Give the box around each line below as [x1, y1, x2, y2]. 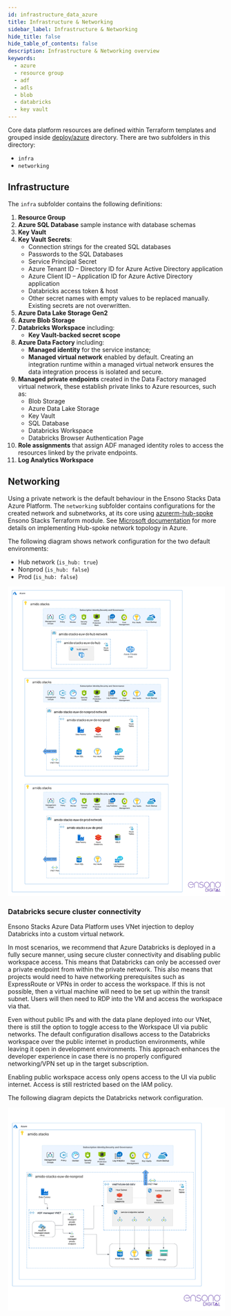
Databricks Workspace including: [17, 323, 115, 331]
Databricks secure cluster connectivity [8, 906, 141, 916]
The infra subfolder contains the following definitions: [8, 199, 163, 208]
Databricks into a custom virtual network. [8, 930, 125, 938]
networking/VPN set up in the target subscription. [8, 1059, 149, 1068]
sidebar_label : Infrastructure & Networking [8, 26, 138, 33]
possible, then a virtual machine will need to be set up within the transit [8, 987, 210, 996]
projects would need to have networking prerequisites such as [8, 973, 185, 981]
